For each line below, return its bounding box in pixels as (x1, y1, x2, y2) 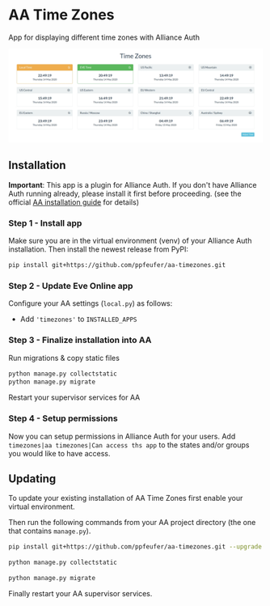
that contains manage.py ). (8, 526, 91, 536)
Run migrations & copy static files (8, 353, 120, 362)
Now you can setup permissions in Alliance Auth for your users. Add (8, 431, 236, 441)
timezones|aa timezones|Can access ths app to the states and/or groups (8, 439, 250, 450)
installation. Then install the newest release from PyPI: (8, 244, 188, 254)
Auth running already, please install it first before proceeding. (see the (8, 189, 242, 198)
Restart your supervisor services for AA (8, 392, 141, 402)
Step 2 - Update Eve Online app (8, 280, 133, 291)
